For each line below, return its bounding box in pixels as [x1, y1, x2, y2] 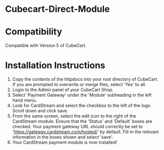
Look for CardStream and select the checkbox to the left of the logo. [12, 102, 152, 108]
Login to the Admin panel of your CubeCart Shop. [12, 87, 114, 93]
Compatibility [5, 26, 62, 38]
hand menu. [12, 98, 37, 103]
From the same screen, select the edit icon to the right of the [12, 113, 136, 119]
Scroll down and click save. [12, 108, 68, 114]
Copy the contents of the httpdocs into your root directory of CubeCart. [12, 76, 159, 82]
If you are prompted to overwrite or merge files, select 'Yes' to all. [12, 82, 147, 88]
